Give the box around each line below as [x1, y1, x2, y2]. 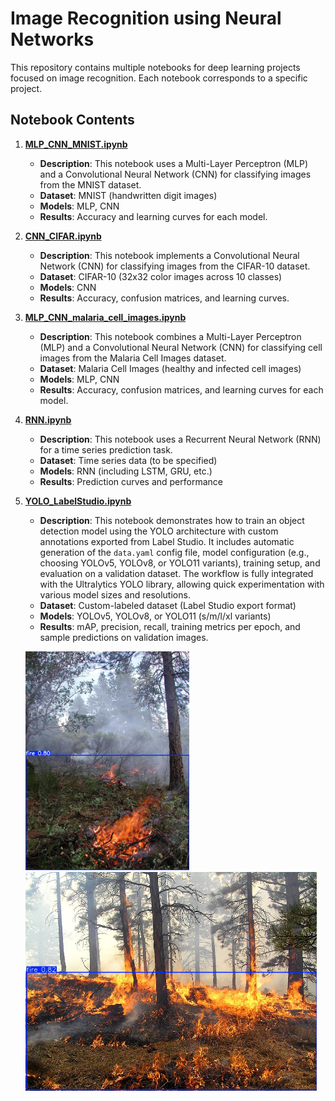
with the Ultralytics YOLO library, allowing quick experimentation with [39, 578, 325, 590]
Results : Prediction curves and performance [39, 475, 223, 487]
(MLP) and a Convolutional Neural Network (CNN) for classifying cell [39, 341, 323, 353]
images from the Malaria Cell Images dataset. [39, 352, 227, 364]
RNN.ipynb [24, 413, 72, 426]
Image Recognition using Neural [10, 7, 282, 30]
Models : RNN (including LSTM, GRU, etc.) [39, 465, 213, 477]
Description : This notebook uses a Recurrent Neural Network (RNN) [39, 433, 322, 445]
